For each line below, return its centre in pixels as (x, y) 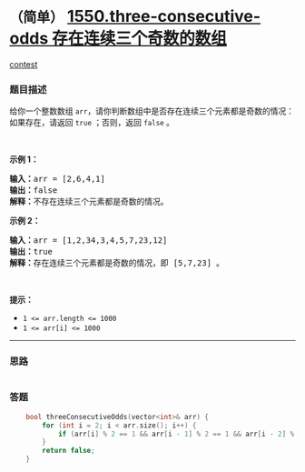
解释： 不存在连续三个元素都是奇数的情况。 (89, 202)
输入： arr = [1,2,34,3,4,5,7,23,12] (89, 241)
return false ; (69, 451)
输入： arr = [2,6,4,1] (58, 179)
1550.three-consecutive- (164, 17)
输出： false (34, 191)
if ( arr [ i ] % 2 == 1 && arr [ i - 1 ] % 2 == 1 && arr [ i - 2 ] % (176, 434)
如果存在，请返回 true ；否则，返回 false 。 (92, 123)
